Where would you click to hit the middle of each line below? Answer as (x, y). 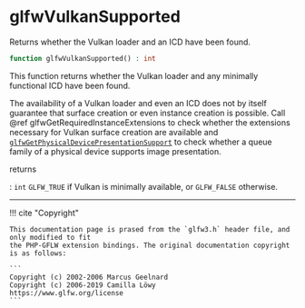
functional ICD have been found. (70, 85)
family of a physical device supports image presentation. (115, 151)
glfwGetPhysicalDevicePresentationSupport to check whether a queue (141, 142)
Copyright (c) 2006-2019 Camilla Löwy (83, 285)
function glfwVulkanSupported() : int (83, 58)
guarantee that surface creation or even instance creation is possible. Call (148, 113)
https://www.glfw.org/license (67, 293)
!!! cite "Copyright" (44, 213)
